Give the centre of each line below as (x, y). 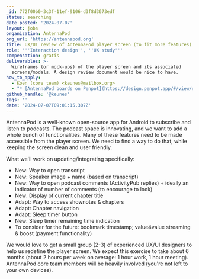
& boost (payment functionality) (53, 233)
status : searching (29, 17)
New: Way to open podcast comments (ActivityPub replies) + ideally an (102, 183)
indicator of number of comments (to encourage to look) (84, 189)
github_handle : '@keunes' (38, 94)
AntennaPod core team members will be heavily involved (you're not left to (97, 264)
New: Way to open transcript (49, 170)
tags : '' (17, 100)
